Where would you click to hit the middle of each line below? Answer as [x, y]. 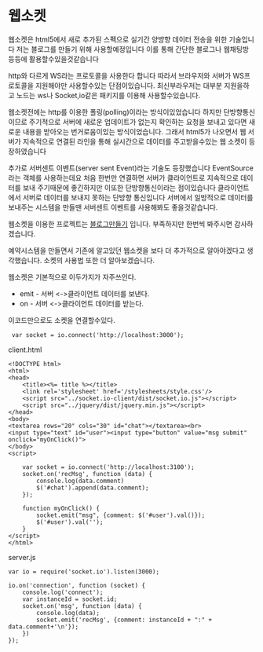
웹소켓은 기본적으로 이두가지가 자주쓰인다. [72, 277]
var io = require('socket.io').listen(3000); [84, 571]
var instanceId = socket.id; [70, 599]
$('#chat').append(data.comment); [93, 488]
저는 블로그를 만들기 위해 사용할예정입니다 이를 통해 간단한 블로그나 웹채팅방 [133, 49]
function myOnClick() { [61, 508]
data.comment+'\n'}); [44, 626]
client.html [25, 350]
